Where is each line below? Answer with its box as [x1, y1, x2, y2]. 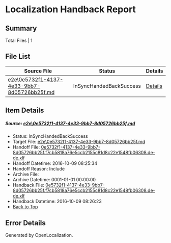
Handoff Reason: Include [12, 166, 65, 172]
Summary [5, 24, 37, 33]
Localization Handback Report [5, 4, 136, 15]
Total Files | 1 [5, 37, 33, 43]
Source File [24, 67, 52, 75]
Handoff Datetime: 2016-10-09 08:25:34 [12, 160, 98, 166]
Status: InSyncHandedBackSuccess [12, 133, 88, 139]
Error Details [5, 218, 46, 227]
